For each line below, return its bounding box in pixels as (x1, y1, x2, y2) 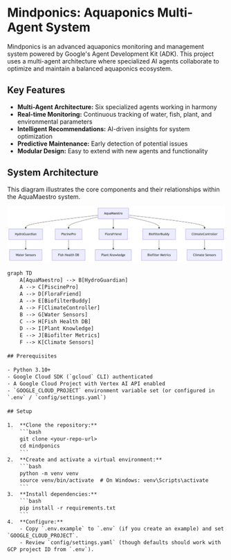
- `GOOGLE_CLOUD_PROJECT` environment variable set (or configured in (7, 387, 215, 394)
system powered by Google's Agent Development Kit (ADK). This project (7, 50, 214, 58)
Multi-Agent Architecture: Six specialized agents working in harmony (17, 102, 218, 111)
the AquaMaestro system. (7, 192, 81, 201)
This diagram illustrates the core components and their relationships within (7, 185, 220, 193)
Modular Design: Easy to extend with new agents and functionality (17, 146, 208, 155)
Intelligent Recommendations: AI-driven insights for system (17, 124, 190, 133)
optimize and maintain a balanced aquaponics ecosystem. (7, 64, 173, 73)
